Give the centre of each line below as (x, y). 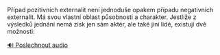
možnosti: (21, 31)
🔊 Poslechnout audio (38, 45)
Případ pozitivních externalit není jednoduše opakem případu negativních (110, 10)
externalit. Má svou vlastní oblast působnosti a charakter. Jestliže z (102, 17)
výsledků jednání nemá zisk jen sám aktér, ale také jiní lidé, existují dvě (107, 24)
